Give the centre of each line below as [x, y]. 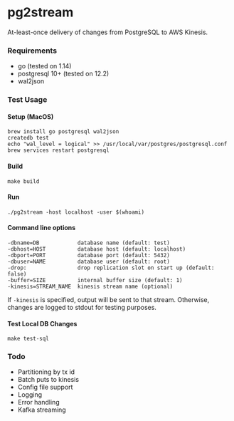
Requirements [32, 51]
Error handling [38, 402]
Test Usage [27, 100]
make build [23, 181]
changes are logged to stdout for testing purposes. [82, 307]
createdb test [28, 138]
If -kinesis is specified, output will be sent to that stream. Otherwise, [108, 299]
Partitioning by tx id [46, 372]
